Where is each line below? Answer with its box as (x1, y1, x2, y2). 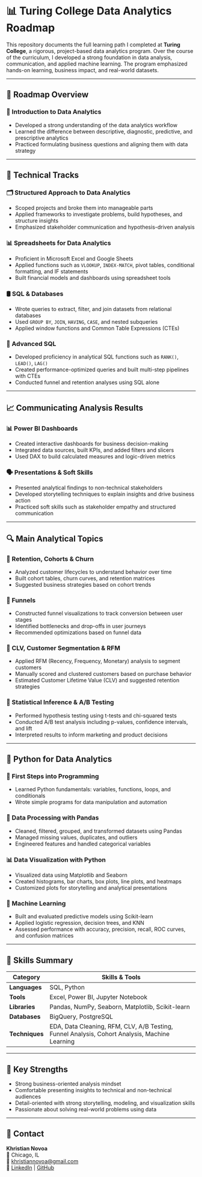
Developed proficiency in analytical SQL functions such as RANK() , (14, 353, 179, 360)
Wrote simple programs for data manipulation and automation (14, 799, 167, 806)
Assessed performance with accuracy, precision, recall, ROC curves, (14, 925, 186, 933)
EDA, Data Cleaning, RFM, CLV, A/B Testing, (49, 1022, 173, 1031)
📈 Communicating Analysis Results (6, 403, 143, 413)
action (14, 497, 31, 504)
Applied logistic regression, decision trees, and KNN (14, 919, 144, 927)
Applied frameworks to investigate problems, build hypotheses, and (14, 211, 183, 218)
